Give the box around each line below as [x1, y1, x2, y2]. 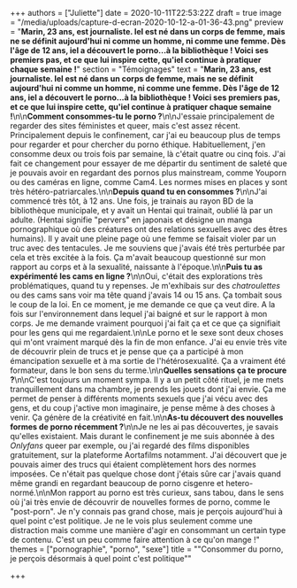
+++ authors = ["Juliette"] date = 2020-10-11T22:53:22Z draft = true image [10, 8, 282, 18]
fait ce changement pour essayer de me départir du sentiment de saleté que [10, 159, 288, 168]
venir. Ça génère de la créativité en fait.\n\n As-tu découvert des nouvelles [10, 412, 284, 422]
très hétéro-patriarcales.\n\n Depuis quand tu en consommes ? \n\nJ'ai [10, 186, 268, 197]
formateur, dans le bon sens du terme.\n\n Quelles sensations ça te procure [10, 365, 287, 375]
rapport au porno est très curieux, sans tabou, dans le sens [68, 487, 285, 498]
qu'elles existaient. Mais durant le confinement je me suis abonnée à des [10, 431, 275, 441]
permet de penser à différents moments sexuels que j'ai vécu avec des [10, 393, 269, 404]
